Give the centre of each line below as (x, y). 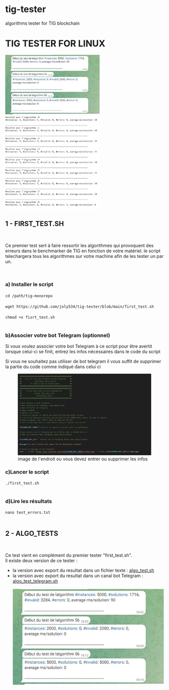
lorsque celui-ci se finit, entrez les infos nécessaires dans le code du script (83, 352)
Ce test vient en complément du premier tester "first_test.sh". (69, 556)
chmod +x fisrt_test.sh (30, 317)
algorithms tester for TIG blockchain (43, 23)
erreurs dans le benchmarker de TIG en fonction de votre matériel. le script (83, 251)
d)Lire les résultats (29, 501)
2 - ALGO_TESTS (32, 533)
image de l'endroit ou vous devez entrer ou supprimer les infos (83, 459)
